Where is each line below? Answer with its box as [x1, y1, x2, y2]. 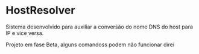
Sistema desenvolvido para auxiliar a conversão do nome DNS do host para [5, 23, 194, 30]
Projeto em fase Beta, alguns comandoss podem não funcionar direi [5, 41, 175, 48]
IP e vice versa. [5, 29, 44, 36]
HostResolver [5, 4, 75, 17]
